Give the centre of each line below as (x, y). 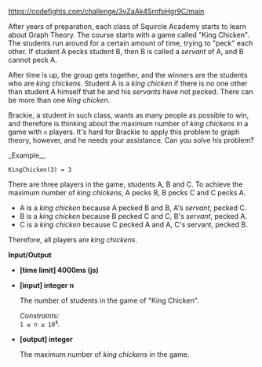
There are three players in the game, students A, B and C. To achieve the (126, 184)
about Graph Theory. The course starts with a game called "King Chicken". (129, 35)
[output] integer (46, 339)
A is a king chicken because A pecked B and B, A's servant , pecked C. (133, 208)
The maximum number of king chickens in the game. (104, 354)
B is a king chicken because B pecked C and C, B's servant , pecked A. (133, 216)
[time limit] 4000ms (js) (59, 270)
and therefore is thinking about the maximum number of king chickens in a (128, 124)
